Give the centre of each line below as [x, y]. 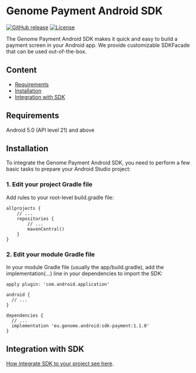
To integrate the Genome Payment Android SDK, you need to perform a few [98, 163]
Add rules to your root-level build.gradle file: [60, 197]
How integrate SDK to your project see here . [60, 364]
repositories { [36, 219]
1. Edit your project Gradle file [49, 184]
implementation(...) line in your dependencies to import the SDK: [84, 273]
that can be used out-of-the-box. [46, 51]
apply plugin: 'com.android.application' [58, 284]
